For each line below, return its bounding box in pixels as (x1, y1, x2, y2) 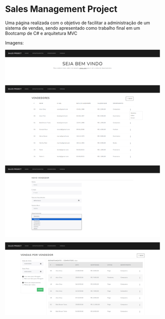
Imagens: (5, 40, 24, 45)
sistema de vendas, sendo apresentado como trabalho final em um (5, 25, 140, 31)
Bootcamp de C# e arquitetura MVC (5, 30, 78, 36)
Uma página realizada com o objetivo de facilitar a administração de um (5, 20, 150, 26)
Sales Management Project (5, 3, 118, 15)
